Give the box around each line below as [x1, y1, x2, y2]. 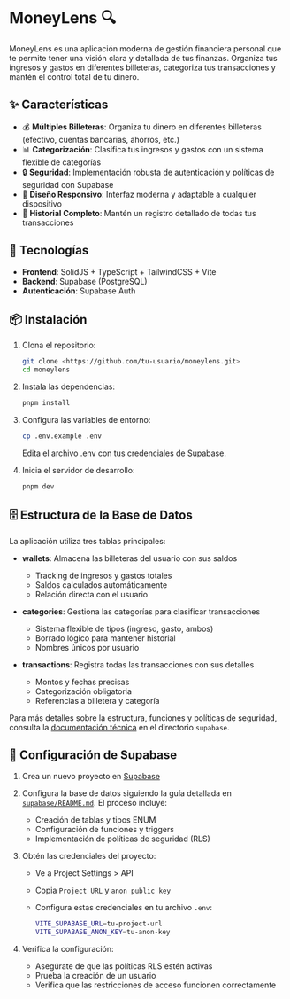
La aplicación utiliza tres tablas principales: [9, 535, 166, 546]
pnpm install [21, 399, 71, 408]
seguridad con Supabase [21, 179, 114, 190]
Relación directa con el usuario [34, 589, 149, 599]
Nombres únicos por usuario [34, 642, 140, 652]
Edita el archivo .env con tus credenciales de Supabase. [21, 448, 227, 458]
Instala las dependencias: [21, 381, 115, 392]
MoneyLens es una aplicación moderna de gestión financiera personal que [9, 43, 282, 54]
